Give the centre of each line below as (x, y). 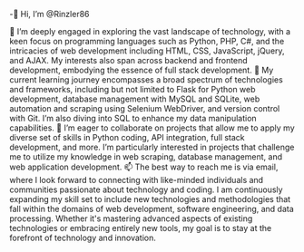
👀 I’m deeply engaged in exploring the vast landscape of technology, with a (150, 31)
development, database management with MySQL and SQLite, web (135, 99)
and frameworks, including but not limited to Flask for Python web (132, 89)
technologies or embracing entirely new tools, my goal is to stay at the (141, 228)
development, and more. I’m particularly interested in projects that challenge (152, 147)
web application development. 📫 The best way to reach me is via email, (144, 167)
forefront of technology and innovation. (83, 237)
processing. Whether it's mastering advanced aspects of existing (131, 218)
